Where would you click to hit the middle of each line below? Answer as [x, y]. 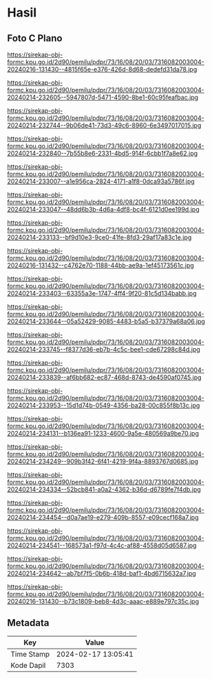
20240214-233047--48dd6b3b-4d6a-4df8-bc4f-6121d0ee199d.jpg [103, 209]
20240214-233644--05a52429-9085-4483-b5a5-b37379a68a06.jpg [106, 321]
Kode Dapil [28, 665]
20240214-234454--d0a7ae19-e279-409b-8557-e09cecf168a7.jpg [103, 517]
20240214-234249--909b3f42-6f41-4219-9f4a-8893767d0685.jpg [103, 461]
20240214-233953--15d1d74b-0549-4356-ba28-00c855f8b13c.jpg [104, 405]
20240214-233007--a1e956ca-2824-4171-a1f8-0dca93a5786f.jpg [101, 181]
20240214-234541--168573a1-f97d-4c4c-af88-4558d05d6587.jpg [102, 545]
